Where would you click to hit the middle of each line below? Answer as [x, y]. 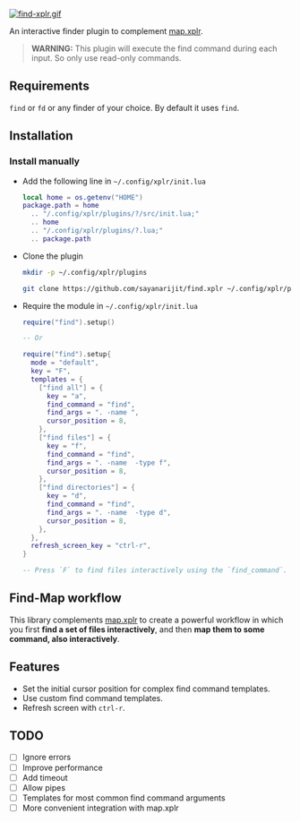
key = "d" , [67, 496]
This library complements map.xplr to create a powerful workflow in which [146, 620]
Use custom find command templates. [93, 698]
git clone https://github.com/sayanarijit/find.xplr [123, 288]
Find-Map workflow [66, 599]
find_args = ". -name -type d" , [109, 512]
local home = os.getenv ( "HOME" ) [82, 197]
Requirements [49, 86]
